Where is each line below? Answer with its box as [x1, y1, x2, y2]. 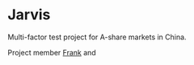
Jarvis [7, 6, 51, 24]
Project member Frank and [7, 47, 96, 57]
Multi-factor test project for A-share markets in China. [7, 32, 187, 42]
